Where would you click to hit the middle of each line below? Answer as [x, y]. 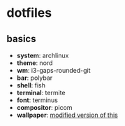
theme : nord [35, 63]
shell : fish [31, 85]
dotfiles [29, 13]
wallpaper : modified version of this [67, 115]
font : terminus [37, 100]
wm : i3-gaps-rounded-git [54, 70]
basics [21, 39]
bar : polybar [35, 78]
